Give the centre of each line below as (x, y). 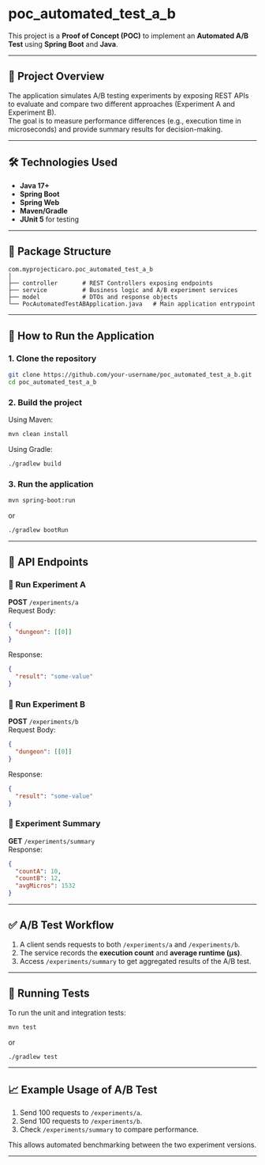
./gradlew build (35, 464)
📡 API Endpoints (49, 562)
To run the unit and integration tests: (67, 1012)
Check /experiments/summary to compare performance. (109, 1129)
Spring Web (39, 202)
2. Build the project (45, 402)
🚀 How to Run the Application (82, 336)
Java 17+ (34, 185)
